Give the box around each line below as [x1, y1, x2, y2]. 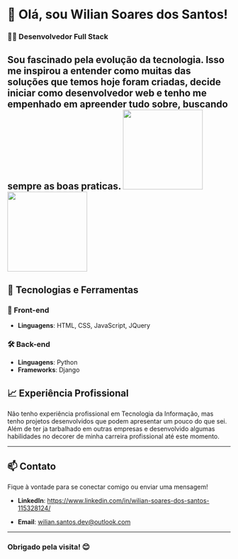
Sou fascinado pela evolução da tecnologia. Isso [7, 53, 225, 66]
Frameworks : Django [17, 365, 80, 375]
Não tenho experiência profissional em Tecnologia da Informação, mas [7, 409, 214, 418]
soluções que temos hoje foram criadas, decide [7, 76, 221, 88]
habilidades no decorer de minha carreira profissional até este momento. [7, 432, 220, 441]
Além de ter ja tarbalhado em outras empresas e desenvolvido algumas [7, 425, 215, 433]
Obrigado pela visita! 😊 [7, 542, 90, 552]
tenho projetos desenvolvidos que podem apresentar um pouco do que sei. [7, 417, 227, 426]
